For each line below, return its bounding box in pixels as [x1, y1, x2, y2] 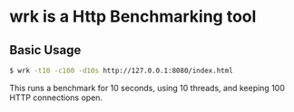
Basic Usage [9, 42, 82, 58]
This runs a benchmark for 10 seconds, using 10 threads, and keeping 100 [9, 82, 286, 93]
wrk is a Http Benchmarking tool [9, 6, 257, 27]
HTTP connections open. [9, 92, 103, 103]
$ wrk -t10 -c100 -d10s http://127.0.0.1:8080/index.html [9, 66, 233, 75]
